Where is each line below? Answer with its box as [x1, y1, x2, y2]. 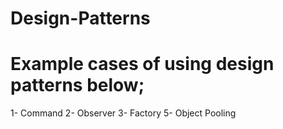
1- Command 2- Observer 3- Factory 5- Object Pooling [10, 107, 237, 119]
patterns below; [10, 74, 145, 97]
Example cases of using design [10, 53, 275, 76]
